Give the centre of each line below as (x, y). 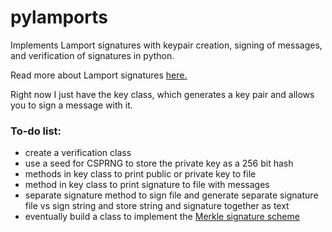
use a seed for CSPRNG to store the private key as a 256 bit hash (159, 163)
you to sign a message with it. (71, 105)
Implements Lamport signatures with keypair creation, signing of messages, (166, 45)
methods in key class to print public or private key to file (140, 174)
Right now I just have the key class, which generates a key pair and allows (162, 94)
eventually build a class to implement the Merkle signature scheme (162, 217)
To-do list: (36, 131)
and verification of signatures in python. (92, 55)
